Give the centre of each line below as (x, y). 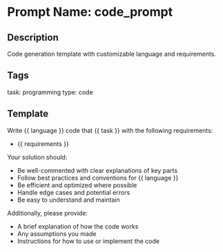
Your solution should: (37, 157)
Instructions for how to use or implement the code (88, 241)
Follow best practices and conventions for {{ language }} (98, 178)
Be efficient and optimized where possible (77, 185)
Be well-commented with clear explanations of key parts (97, 170)
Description (33, 38)
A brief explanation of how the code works (78, 226)
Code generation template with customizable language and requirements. (111, 54)
